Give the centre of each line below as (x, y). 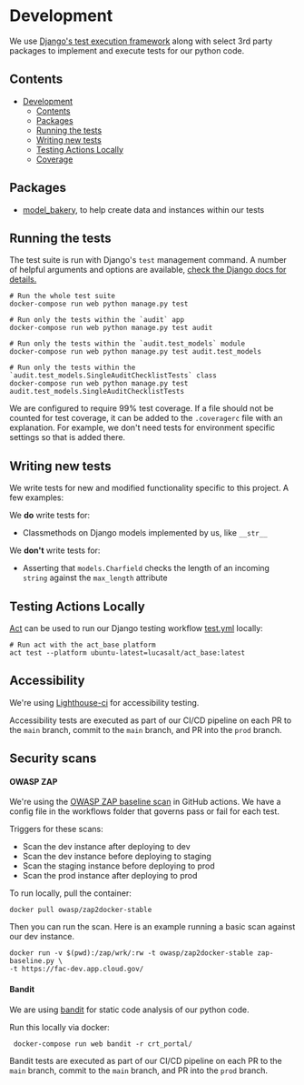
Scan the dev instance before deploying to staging (117, 857)
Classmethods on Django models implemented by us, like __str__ (145, 533)
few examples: (37, 497)
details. (23, 279)
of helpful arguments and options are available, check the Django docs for (148, 270)
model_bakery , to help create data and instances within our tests (143, 209)
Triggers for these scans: (56, 829)
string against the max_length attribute (95, 578)
